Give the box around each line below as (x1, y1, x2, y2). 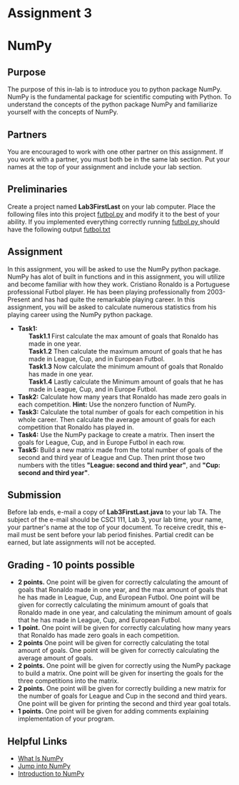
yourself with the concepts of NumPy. (7, 108, 119, 116)
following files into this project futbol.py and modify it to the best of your (7, 209, 220, 219)
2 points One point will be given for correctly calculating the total (17, 639, 209, 647)
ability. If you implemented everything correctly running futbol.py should (7, 217, 220, 226)
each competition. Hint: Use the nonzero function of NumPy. (17, 400, 196, 409)
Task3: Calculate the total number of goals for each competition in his (17, 407, 224, 416)
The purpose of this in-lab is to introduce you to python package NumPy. (7, 85, 223, 94)
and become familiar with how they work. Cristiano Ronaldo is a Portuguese (7, 280, 230, 289)
